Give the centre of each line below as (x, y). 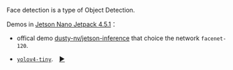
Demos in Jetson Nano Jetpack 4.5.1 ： (62, 24)
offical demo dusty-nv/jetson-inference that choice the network (108, 38)
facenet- (214, 39)
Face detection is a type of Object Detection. (71, 10)
